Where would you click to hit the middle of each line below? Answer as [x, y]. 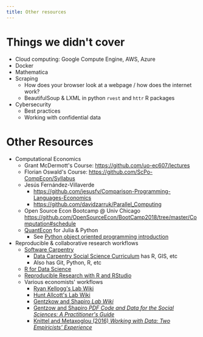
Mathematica [32, 72]
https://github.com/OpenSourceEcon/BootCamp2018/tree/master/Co [111, 217]
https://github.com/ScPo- [121, 172]
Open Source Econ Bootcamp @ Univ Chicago [82, 210]
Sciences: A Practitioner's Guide [74, 314]
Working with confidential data [63, 117]
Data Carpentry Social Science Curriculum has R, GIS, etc [105, 256]
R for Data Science [48, 269]
